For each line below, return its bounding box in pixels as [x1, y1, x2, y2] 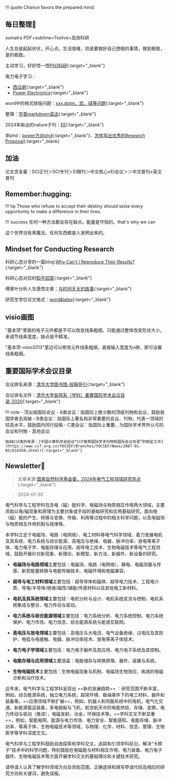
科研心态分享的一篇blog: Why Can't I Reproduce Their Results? [5, 259, 135, 265]
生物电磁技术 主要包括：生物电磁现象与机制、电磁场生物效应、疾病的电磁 [12, 668, 163, 674]
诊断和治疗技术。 [12, 675, 49, 681]
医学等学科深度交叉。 [5, 729, 50, 736]
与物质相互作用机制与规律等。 [5, 521, 67, 527]
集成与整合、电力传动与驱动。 [17, 602, 79, 608]
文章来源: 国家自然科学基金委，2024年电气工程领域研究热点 [17, 476, 141, 482]
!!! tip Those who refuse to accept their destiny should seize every [5, 203, 143, 209]
